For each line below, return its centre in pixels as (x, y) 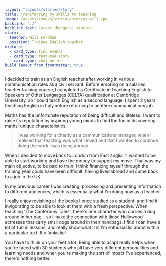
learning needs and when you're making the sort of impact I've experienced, (83, 253)
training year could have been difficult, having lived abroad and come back (82, 171)
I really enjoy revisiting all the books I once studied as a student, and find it (81, 201)
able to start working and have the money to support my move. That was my (83, 161)
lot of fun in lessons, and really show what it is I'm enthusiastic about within (82, 228)
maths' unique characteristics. (36, 126)
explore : (14, 47)
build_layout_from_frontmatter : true (44, 65)
